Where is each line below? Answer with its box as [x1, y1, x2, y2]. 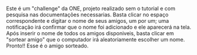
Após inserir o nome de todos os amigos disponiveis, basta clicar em [6, 30, 175, 37]
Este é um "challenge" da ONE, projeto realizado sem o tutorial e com [6, 5, 176, 12]
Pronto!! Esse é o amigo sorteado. [6, 42, 89, 49]
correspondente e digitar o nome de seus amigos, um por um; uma [6, 18, 169, 24]
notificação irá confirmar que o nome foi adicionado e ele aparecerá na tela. [6, 23, 192, 30]
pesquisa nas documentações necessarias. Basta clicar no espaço [6, 11, 169, 18]
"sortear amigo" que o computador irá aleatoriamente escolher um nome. [6, 36, 185, 43]
